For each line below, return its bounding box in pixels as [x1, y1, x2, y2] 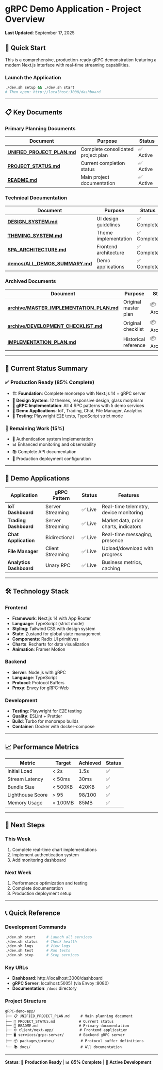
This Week [5, 835, 31, 842]
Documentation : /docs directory [12, 985, 77, 991]
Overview [5, 14, 45, 25]
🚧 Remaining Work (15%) [5, 425, 65, 432]
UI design [97, 215, 119, 222]
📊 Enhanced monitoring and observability [12, 442, 97, 447]
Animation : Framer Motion [12, 646, 65, 652]
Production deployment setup [12, 890, 72, 896]
